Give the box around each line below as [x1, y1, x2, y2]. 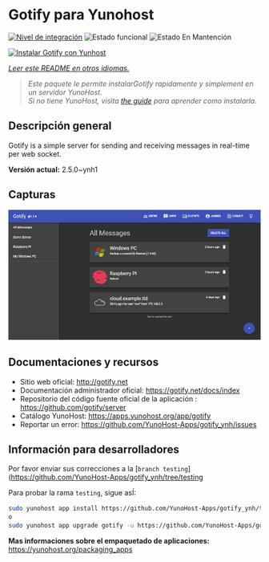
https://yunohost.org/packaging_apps [8, 544, 133, 554]
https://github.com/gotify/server [19, 402, 126, 412]
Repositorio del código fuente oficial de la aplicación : [19, 393, 198, 403]
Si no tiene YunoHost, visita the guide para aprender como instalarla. [27, 96, 258, 105]
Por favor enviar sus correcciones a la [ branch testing [8, 464, 188, 474]
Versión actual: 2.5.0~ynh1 [8, 165, 98, 174]
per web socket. [8, 149, 62, 158]
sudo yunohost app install [8, 504, 98, 513]
